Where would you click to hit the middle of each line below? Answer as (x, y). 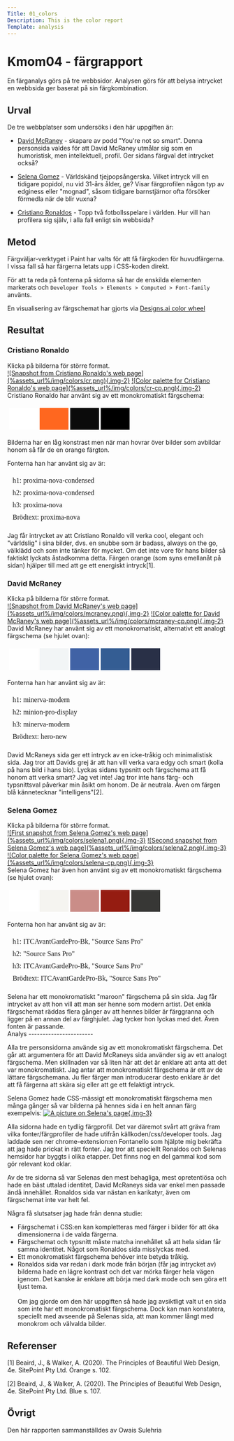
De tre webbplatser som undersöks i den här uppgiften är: (90, 127)
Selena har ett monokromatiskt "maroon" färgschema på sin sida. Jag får (112, 997)
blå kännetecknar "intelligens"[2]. (56, 792)
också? (28, 163)
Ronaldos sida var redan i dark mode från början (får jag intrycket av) (117, 1264)
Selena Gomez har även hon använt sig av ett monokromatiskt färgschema (115, 870)
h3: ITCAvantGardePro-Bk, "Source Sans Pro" (78, 966)
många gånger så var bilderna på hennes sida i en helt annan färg (102, 1106)
